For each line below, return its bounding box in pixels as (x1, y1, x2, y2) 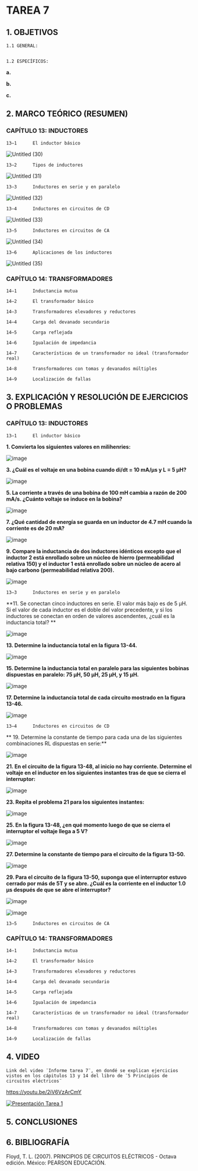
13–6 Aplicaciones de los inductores (6, 249, 112, 255)
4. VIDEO (6, 1052, 40, 1062)
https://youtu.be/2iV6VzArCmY (6, 1088, 82, 1095)
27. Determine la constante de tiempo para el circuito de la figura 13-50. (6, 850, 186, 858)
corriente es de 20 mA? (6, 524, 65, 532)
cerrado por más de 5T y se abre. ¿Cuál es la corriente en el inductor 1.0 (6, 879, 186, 887)
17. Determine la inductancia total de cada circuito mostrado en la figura (6, 694, 186, 701)
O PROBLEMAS (6, 401, 63, 412)
